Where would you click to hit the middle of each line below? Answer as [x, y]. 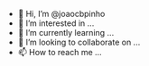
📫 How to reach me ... [60, 52]
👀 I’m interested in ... [56, 23]
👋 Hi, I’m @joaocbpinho [61, 14]
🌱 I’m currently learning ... [66, 33]
